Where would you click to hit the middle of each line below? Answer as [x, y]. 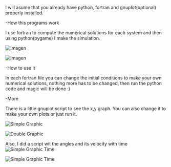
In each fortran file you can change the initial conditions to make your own [83, 78]
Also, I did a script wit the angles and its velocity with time [67, 144]
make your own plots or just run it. [41, 114]
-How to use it [20, 68]
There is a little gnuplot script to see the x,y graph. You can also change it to [86, 109]
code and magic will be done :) [38, 89]
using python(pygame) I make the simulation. [53, 38]
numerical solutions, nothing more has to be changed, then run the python [84, 83]
